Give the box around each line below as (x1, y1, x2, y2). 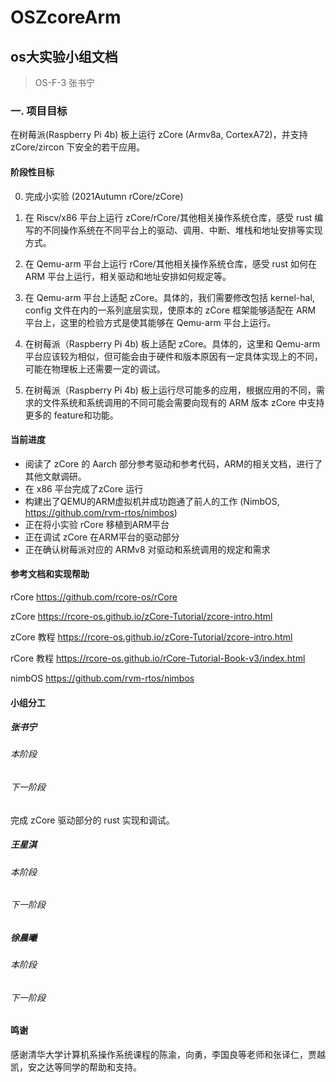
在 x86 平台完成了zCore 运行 (24, 482, 144, 495)
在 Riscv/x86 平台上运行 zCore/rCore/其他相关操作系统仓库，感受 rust (24, 211, 313, 223)
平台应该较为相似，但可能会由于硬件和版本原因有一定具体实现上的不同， (24, 350, 323, 362)
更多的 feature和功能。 (24, 409, 119, 421)
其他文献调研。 (24, 470, 87, 482)
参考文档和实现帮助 (10, 568, 90, 580)
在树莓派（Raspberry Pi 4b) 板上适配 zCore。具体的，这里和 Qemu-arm (24, 337, 321, 350)
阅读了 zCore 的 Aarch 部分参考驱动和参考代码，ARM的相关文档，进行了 (24, 457, 323, 470)
